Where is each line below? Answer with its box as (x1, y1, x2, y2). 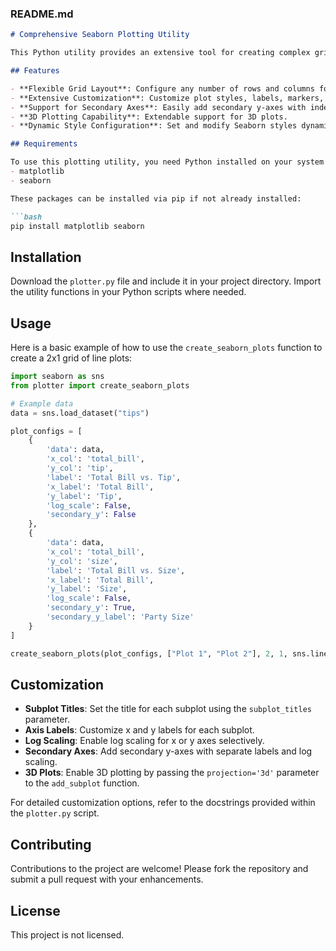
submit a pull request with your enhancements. (10, 873, 204, 886)
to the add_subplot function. (24, 777, 140, 789)
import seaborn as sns (10, 372, 105, 382)
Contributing (10, 836, 92, 853)
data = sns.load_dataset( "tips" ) (10, 408, 150, 418)
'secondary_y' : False (46, 510, 137, 520)
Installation (10, 248, 82, 266)
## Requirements (10, 139, 78, 149)
